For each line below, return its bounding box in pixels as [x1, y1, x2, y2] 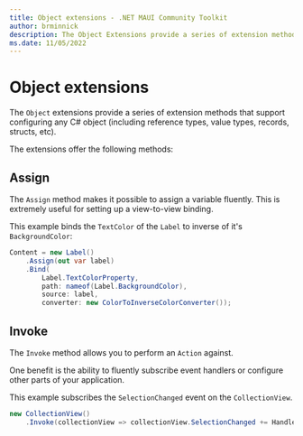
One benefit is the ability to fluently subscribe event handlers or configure [9, 365, 284, 376]
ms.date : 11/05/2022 [9, 38, 87, 48]
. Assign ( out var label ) [25, 256, 115, 265]
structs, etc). [9, 126, 57, 137]
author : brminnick [9, 22, 78, 31]
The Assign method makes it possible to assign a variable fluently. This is [9, 194, 280, 204]
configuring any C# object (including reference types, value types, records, [9, 116, 290, 127]
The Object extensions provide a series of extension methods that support [9, 107, 286, 118]
